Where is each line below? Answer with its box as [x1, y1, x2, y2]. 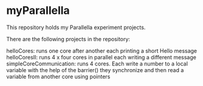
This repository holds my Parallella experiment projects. [6, 24, 146, 31]
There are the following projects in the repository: [6, 35, 131, 42]
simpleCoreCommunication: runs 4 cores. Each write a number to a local [6, 60, 188, 67]
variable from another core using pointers [6, 73, 111, 80]
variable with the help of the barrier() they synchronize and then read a [6, 66, 184, 73]
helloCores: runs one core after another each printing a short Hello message [6, 47, 198, 55]
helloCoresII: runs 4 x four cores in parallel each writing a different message [6, 53, 196, 61]
